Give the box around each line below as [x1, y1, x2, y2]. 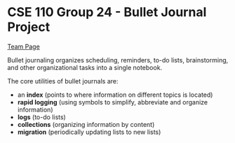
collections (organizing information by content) [17, 120, 155, 128]
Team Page [7, 42, 40, 50]
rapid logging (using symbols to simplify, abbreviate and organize [17, 97, 208, 106]
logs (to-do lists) [17, 113, 67, 121]
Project [7, 19, 51, 35]
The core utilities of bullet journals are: [7, 76, 119, 85]
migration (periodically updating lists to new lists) [17, 128, 161, 136]
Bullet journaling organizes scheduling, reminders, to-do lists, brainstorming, [7, 55, 229, 64]
